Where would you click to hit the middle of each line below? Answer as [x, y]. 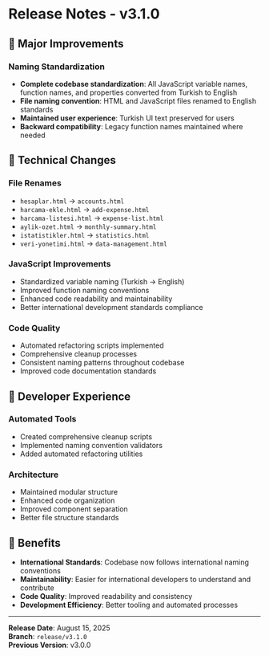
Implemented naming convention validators [91, 445]
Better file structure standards [69, 518]
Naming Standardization [57, 67]
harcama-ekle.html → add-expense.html [84, 209]
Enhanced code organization [67, 501]
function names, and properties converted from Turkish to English [128, 92]
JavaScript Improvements [60, 264]
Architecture [34, 475]
